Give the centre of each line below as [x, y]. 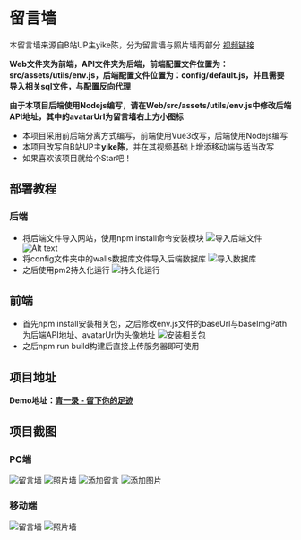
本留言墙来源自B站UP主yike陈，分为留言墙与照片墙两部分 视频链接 [132, 45]
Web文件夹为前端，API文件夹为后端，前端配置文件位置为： [119, 64]
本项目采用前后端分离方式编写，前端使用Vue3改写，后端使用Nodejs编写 [155, 135]
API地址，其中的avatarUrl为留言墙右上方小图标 [96, 116]
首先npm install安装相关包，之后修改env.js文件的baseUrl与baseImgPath [155, 324]
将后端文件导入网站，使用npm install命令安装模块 [113, 237]
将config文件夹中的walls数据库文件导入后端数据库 [114, 258]
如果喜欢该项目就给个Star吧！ [77, 158]
